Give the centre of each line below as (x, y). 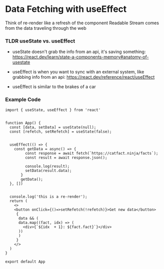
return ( (19, 201)
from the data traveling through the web (46, 28)
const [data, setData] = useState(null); (53, 127)
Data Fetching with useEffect (66, 9)
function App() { (23, 123)
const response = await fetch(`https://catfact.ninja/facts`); (92, 153)
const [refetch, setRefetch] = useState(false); (61, 132)
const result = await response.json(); (66, 158)
